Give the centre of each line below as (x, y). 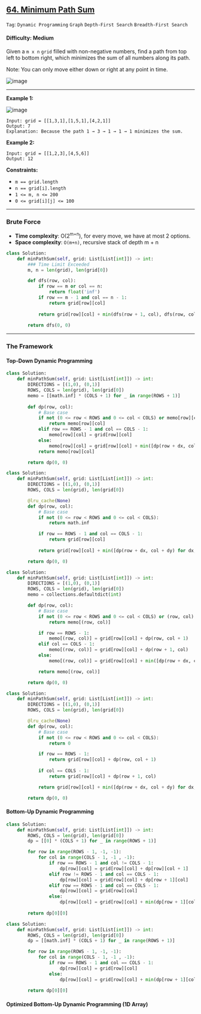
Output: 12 (20, 159)
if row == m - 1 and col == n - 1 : (83, 298)
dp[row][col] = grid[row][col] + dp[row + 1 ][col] (124, 880)
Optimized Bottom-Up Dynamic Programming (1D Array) (77, 1004)
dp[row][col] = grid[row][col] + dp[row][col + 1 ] (124, 868)
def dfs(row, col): (52, 281)
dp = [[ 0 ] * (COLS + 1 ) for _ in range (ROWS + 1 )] (92, 841)
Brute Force (23, 221)
